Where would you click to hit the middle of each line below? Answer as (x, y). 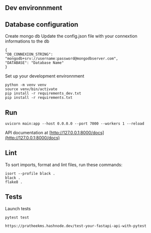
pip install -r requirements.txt (39, 98)
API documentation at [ (28, 133)
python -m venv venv (26, 85)
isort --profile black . (30, 173)
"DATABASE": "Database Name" (34, 63)
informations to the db (27, 41)
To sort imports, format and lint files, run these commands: (64, 165)
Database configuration (42, 24)
